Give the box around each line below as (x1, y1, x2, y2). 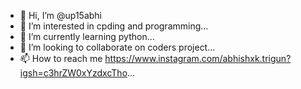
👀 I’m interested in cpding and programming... (19, 20, 209, 32)
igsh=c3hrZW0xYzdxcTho (19, 67, 128, 79)
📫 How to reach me (19, 53, 103, 64)
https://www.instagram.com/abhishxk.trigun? (104, 53, 292, 64)
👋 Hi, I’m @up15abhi (19, 10, 103, 21)
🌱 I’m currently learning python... (19, 31, 155, 42)
